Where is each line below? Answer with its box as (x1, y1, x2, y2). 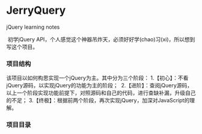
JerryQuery (6, 4, 66, 17)
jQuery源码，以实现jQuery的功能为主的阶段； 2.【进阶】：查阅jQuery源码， (6, 82, 193, 89)
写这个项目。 (6, 43, 38, 50)
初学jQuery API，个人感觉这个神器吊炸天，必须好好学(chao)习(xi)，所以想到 (7, 35, 195, 42)
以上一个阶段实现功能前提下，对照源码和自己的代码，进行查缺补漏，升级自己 (6, 89, 196, 96)
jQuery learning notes (6, 23, 60, 31)
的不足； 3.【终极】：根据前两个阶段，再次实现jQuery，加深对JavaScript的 (6, 97, 190, 104)
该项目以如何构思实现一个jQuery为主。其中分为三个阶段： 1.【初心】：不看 (6, 74, 189, 81)
